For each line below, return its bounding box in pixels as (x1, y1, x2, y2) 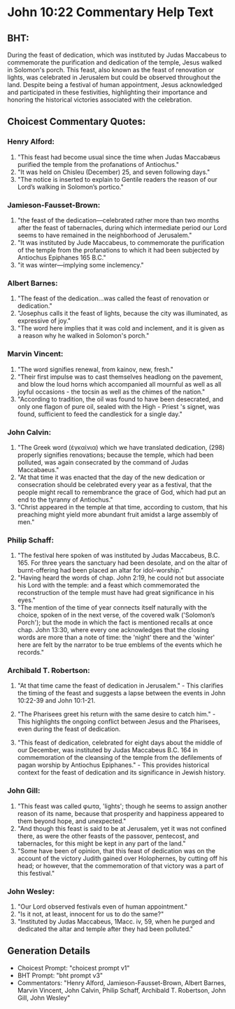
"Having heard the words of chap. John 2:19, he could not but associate (17, 573, 225, 582)
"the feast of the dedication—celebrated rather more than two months (17, 215, 220, 225)
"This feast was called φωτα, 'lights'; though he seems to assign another (17, 801, 227, 810)
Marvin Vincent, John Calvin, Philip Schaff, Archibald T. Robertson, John (17, 986, 226, 994)
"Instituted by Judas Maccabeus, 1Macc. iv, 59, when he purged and (17, 917, 215, 926)
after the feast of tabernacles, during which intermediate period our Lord (17, 223, 227, 232)
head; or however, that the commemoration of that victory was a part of (17, 861, 224, 870)
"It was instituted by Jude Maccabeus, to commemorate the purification (17, 238, 225, 246)
